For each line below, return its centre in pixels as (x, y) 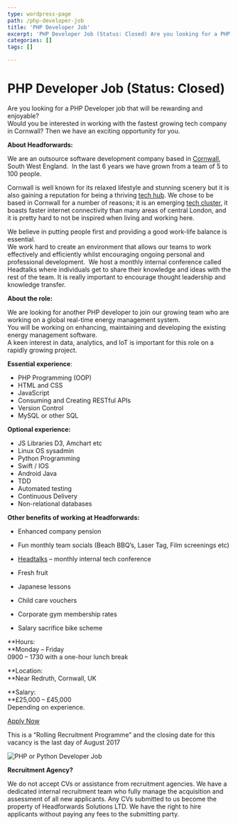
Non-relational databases (55, 504)
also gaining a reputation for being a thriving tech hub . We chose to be (110, 195)
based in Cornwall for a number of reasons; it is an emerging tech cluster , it (118, 202)
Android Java (37, 473)
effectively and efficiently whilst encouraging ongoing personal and (106, 254)
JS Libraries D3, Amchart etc (60, 443)
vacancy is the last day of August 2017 (64, 742)
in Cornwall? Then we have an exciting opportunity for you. (94, 131)
